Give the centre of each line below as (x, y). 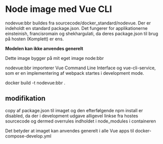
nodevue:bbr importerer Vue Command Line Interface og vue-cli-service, (81, 68)
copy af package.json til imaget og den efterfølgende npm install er (74, 110)
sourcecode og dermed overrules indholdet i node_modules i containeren (81, 121)
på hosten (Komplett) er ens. (34, 39)
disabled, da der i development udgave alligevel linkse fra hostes (72, 116)
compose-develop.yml (28, 136)
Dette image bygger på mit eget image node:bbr (55, 58)
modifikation (25, 98)
